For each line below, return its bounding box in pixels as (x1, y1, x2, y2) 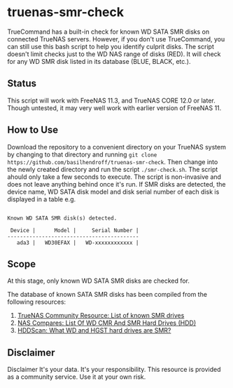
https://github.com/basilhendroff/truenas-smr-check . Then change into (7, 157, 218, 166)
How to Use (7, 124, 59, 136)
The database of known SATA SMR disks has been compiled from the (7, 290, 208, 299)
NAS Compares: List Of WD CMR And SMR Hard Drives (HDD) (17, 319, 197, 327)
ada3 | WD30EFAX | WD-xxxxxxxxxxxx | (16, 239, 139, 246)
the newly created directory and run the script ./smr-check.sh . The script (7, 165, 218, 173)
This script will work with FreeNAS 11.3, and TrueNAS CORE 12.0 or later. (7, 96, 216, 105)
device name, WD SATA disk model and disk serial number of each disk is (7, 187, 220, 196)
